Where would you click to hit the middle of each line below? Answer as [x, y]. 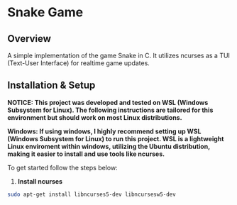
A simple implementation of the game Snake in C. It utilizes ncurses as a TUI [119, 55]
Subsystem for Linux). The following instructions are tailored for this [110, 110]
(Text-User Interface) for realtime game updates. [79, 63]
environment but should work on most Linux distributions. [95, 117]
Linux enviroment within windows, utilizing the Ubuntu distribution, [109, 146]
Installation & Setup [51, 85]
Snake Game [45, 12]
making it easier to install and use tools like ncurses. [86, 154]
